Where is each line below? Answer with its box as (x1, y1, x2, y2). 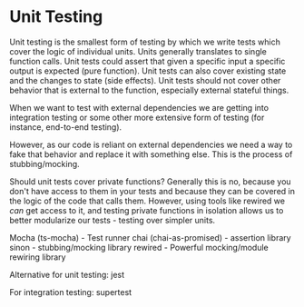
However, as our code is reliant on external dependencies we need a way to (9, 139, 293, 150)
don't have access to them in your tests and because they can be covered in (9, 185, 295, 196)
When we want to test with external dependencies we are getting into (9, 102, 270, 113)
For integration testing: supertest (9, 286, 132, 297)
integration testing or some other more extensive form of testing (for (9, 112, 265, 123)
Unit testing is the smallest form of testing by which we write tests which (9, 36, 281, 47)
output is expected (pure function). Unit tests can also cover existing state (9, 65, 287, 76)
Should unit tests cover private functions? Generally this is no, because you (9, 175, 292, 187)
